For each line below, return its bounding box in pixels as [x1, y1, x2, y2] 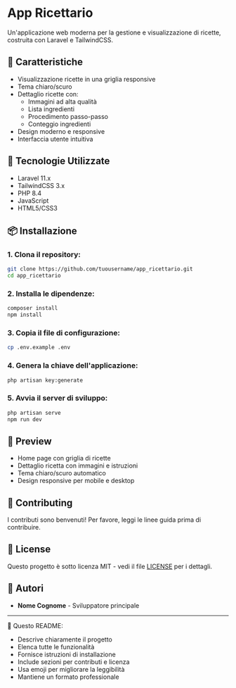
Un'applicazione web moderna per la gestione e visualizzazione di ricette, [7, 28, 221, 37]
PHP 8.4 [17, 189, 42, 197]
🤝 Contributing [7, 496, 73, 508]
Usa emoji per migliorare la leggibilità [17, 665, 125, 673]
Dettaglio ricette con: [17, 89, 79, 98]
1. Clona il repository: [7, 249, 81, 259]
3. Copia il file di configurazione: [7, 327, 121, 337]
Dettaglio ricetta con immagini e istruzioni [17, 461, 138, 470]
